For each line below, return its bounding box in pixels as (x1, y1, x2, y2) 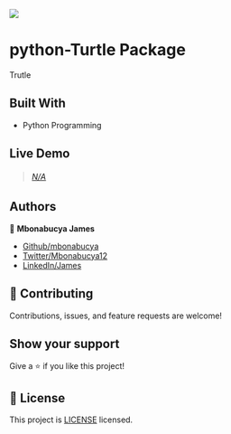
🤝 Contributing (9, 286, 94, 302)
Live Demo (9, 146, 70, 162)
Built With (9, 96, 66, 111)
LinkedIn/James (22, 259, 82, 270)
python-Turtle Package (9, 40, 187, 61)
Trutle (9, 69, 32, 80)
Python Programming (22, 119, 102, 130)
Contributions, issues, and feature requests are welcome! (9, 310, 223, 321)
